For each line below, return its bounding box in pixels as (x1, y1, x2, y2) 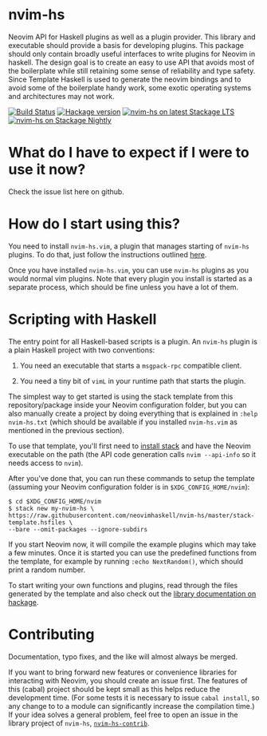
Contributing (8, 625, 95, 643)
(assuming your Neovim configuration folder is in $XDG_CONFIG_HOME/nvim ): (8, 482, 250, 491)
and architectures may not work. (8, 91, 115, 101)
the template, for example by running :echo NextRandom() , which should (8, 556, 244, 566)
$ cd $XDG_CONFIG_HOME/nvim (8, 497, 102, 505)
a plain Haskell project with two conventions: (8, 345, 155, 355)
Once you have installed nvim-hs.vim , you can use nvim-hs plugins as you (8, 265, 249, 275)
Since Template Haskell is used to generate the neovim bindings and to (8, 74, 241, 84)
